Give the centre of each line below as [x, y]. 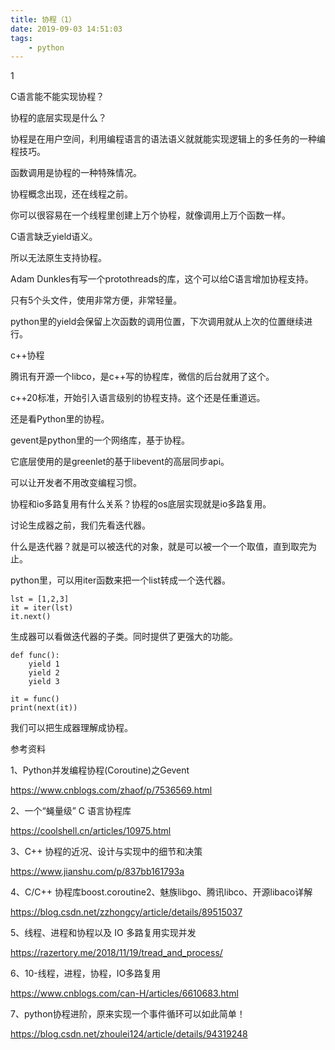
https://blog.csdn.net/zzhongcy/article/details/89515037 [126, 912]
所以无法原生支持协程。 [58, 258]
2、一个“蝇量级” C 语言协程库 [71, 811]
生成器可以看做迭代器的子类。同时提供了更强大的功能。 [124, 637]
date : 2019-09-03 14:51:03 [66, 29]
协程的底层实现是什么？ [58, 118]
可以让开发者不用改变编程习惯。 [76, 483]
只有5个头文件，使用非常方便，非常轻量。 [96, 300]
